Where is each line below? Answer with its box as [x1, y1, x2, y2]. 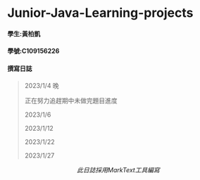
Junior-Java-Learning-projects [7, 5, 194, 21]
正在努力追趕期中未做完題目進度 [24, 96, 118, 105]
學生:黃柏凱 [7, 30, 41, 38]
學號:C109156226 [7, 47, 60, 56]
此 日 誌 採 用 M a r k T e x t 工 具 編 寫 [77, 165, 160, 174]
